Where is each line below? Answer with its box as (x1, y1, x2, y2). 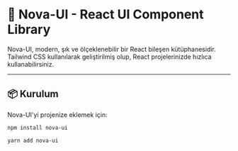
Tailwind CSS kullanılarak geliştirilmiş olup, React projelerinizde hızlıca (7, 52, 212, 61)
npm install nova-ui (7, 124, 69, 131)
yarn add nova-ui (7, 137, 59, 144)
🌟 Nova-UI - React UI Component (7, 6, 204, 23)
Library (7, 21, 51, 38)
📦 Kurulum (7, 88, 59, 100)
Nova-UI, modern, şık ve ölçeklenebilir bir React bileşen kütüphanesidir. (7, 45, 216, 53)
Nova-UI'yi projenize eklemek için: (7, 110, 108, 119)
